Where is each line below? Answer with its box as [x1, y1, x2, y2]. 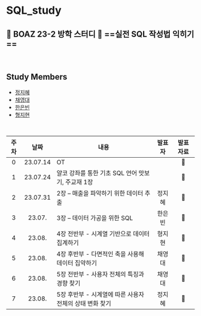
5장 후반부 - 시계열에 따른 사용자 [56, 290, 145, 299]
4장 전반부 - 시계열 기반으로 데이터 [56, 229, 150, 237]
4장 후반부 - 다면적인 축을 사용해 [56, 249, 145, 258]
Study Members [6, 72, 68, 82]
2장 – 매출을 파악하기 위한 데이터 [56, 189, 144, 197]
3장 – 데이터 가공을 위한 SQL [56, 213, 133, 222]
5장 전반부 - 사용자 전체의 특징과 [56, 270, 145, 278]
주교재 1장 [65, 177, 93, 186]
